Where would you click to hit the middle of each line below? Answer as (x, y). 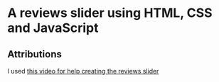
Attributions (35, 54)
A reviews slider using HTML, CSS (110, 13)
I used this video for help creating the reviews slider (83, 71)
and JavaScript (53, 28)
